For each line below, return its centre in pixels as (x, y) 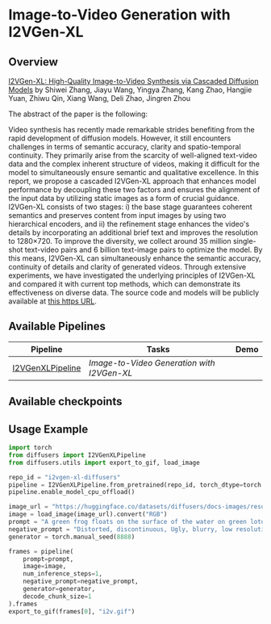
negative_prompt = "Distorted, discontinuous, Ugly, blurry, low (120, 529)
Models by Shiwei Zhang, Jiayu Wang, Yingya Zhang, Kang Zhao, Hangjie (130, 90)
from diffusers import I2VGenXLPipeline (77, 455)
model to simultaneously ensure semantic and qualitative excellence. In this (134, 172)
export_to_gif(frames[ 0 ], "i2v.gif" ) (72, 611)
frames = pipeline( (41, 551)
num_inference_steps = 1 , (63, 574)
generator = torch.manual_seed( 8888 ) (72, 537)
